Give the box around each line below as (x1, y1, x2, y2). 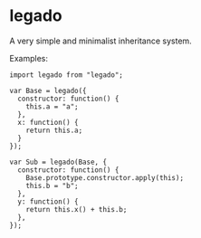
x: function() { (17, 118, 79, 127)
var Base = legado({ (9, 86, 88, 95)
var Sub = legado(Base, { (9, 157, 107, 167)
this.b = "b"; (25, 181, 79, 190)
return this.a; (25, 126, 83, 135)
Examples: (9, 52, 48, 63)
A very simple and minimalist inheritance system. (9, 35, 192, 46)
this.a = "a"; (25, 101, 79, 111)
